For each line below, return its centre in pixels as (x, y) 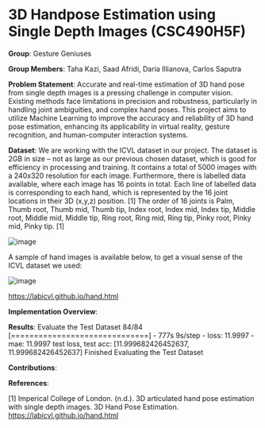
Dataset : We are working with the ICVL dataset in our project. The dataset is (133, 150)
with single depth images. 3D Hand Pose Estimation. (94, 407)
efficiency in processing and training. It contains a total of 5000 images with (132, 167)
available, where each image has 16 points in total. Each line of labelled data (132, 183)
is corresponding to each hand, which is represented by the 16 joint (118, 192)
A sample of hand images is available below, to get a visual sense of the (126, 256)
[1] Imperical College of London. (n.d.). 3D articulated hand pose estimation (131, 398)
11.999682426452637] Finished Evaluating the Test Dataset (106, 352)
